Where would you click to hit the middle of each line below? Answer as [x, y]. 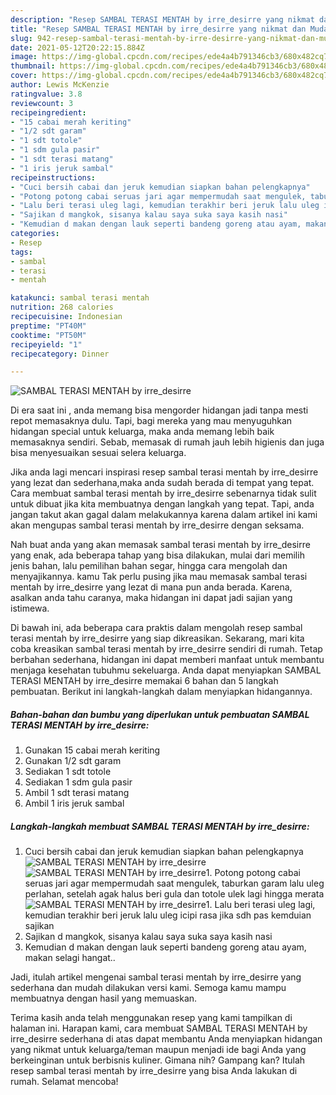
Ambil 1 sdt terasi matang [77, 793]
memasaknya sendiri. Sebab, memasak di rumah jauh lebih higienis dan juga [167, 442]
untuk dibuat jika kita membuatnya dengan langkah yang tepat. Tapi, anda [162, 504]
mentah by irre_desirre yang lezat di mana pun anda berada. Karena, [151, 587]
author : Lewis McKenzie [60, 85]
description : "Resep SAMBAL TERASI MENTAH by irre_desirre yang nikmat [162, 19]
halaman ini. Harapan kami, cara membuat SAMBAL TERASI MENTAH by [159, 1028]
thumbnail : [33, 66]
